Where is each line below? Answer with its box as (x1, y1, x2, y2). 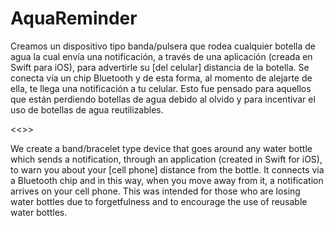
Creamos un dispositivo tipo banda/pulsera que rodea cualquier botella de (10, 40, 317, 52)
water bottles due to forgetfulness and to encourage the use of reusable (10, 195, 308, 207)
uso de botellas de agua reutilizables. (10, 103, 164, 116)
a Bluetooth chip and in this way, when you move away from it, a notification (10, 174, 324, 186)
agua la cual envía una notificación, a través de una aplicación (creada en (10, 50, 313, 62)
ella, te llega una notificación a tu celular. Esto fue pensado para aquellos (10, 82, 312, 94)
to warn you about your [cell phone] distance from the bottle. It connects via (10, 163, 325, 176)
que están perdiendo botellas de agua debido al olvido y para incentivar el (10, 93, 316, 105)
